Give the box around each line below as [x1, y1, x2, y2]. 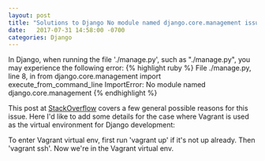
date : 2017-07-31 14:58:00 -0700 [8, 26, 125, 34]
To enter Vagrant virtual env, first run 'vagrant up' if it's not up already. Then [8, 135, 256, 145]
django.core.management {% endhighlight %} [8, 88, 158, 98]
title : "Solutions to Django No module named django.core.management [8, 19, 242, 27]
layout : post [8, 11, 51, 20]
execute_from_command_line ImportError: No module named [8, 80, 207, 90]
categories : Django [8, 33, 73, 42]
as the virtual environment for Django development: [8, 120, 176, 130]
